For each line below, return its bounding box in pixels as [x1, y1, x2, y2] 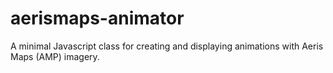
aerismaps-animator [10, 7, 185, 30]
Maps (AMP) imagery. [10, 50, 100, 62]
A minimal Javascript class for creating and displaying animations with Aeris [10, 40, 324, 52]
